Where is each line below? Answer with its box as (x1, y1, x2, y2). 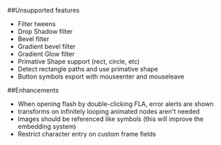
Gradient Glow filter (17, 50, 75, 58)
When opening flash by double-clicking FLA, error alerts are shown (17, 100, 214, 108)
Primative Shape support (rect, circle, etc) (17, 57, 140, 66)
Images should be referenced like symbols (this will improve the (17, 115, 204, 123)
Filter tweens (17, 20, 56, 28)
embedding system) (17, 122, 76, 130)
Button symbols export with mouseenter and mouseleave (17, 72, 185, 81)
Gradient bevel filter (17, 42, 76, 50)
